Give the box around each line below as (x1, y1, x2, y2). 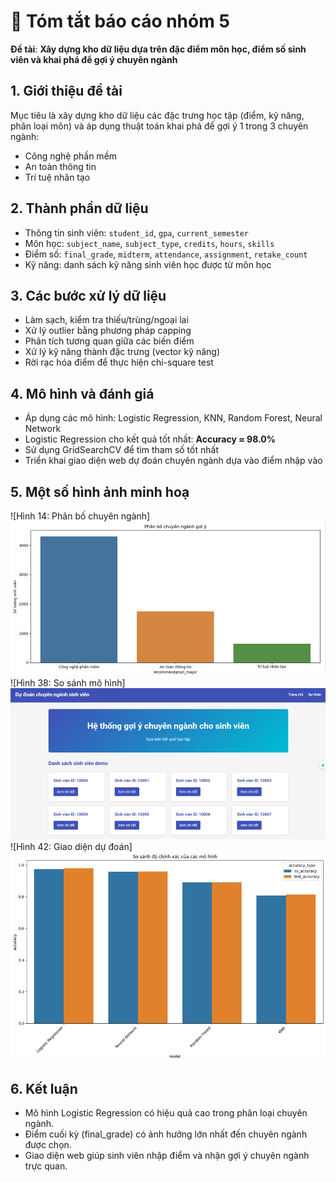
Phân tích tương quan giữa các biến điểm (24, 335, 195, 347)
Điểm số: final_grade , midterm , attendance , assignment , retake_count (24, 248, 308, 260)
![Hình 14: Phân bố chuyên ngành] (10, 510, 151, 522)
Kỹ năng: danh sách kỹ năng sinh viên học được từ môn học (24, 258, 272, 270)
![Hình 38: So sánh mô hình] (10, 676, 126, 689)
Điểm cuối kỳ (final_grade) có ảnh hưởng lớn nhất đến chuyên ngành (24, 1128, 308, 1140)
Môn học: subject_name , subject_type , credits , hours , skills (24, 237, 275, 249)
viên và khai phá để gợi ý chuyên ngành (10, 53, 178, 65)
